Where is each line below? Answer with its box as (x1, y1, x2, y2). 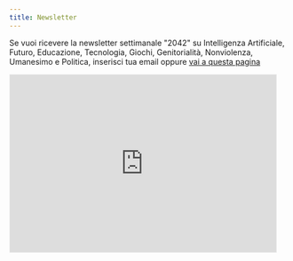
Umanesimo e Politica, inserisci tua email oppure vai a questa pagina (9, 56, 261, 67)
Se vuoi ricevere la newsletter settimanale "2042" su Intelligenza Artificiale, (9, 37, 285, 48)
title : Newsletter (9, 12, 77, 22)
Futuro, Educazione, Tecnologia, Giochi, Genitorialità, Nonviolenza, (9, 46, 253, 58)
